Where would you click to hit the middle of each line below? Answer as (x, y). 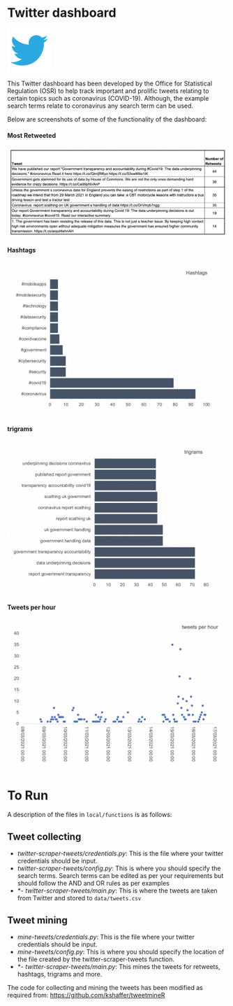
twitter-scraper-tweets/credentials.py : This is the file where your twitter (120, 853)
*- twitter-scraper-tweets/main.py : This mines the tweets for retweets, (119, 966)
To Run (28, 795)
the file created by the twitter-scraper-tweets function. (96, 959)
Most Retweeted (32, 135)
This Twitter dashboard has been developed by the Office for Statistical (110, 83)
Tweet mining (37, 920)
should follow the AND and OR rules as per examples (93, 884)
